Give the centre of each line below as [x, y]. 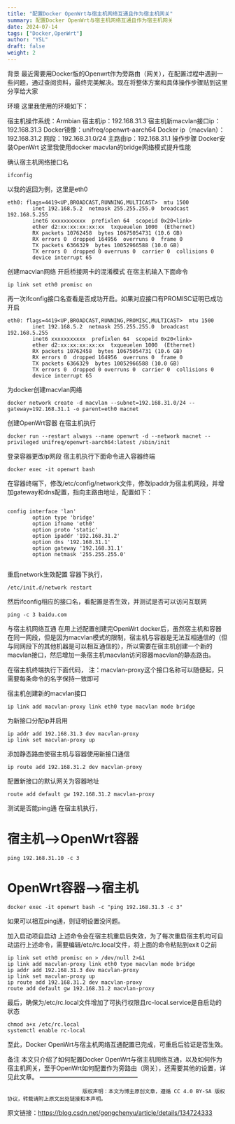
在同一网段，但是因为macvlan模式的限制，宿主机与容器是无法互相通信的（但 [117, 637]
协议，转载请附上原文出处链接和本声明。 [57, 1099]
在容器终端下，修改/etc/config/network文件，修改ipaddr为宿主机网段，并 [113, 483]
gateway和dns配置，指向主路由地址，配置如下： [83, 492]
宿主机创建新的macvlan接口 [47, 693]
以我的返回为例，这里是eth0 [48, 189]
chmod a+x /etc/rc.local [43, 1024]
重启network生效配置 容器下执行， [57, 574]
